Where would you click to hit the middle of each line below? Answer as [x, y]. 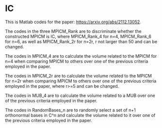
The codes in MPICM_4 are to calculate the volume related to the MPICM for [81, 56]
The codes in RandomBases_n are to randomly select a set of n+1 [70, 110]
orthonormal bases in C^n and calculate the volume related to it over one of [80, 115]
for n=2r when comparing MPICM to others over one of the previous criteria [81, 81]
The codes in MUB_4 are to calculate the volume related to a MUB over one [80, 96]
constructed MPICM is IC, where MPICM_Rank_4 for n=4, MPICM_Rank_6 [78, 36]
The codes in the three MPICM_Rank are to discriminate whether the [73, 31]
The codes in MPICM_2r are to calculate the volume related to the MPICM [78, 76]
